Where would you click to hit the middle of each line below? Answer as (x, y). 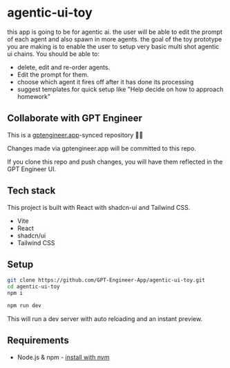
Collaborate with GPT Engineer (75, 118)
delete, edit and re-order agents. (64, 67)
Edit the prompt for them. (53, 75)
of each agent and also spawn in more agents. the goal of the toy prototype (115, 39)
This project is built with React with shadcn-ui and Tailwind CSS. (99, 207)
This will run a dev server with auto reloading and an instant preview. (105, 318)
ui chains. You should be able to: (54, 54)
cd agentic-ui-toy (33, 287)
